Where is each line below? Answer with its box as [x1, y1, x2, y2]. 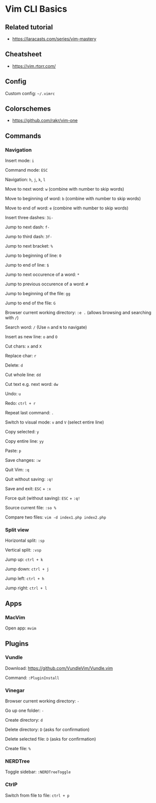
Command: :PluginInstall [5, 675, 60, 680]
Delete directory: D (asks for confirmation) [5, 727, 90, 732]
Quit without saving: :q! [5, 477, 53, 482]
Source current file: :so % [5, 505, 56, 511]
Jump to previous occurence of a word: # [5, 281, 88, 287]
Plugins [5, 639, 29, 648]
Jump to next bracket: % [5, 243, 53, 249]
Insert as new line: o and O [5, 334, 58, 340]
